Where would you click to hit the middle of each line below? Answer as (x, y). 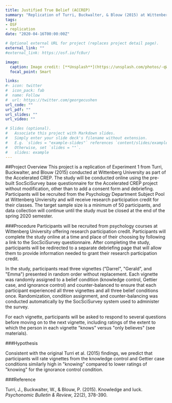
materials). (17, 333)
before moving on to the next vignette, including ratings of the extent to (81, 322)
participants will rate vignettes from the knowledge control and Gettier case (85, 359)
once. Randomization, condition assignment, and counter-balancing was (82, 296)
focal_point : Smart (31, 72)
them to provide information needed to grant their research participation (81, 253)
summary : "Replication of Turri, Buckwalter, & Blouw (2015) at (75, 15)
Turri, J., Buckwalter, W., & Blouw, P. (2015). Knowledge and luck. (74, 390)
